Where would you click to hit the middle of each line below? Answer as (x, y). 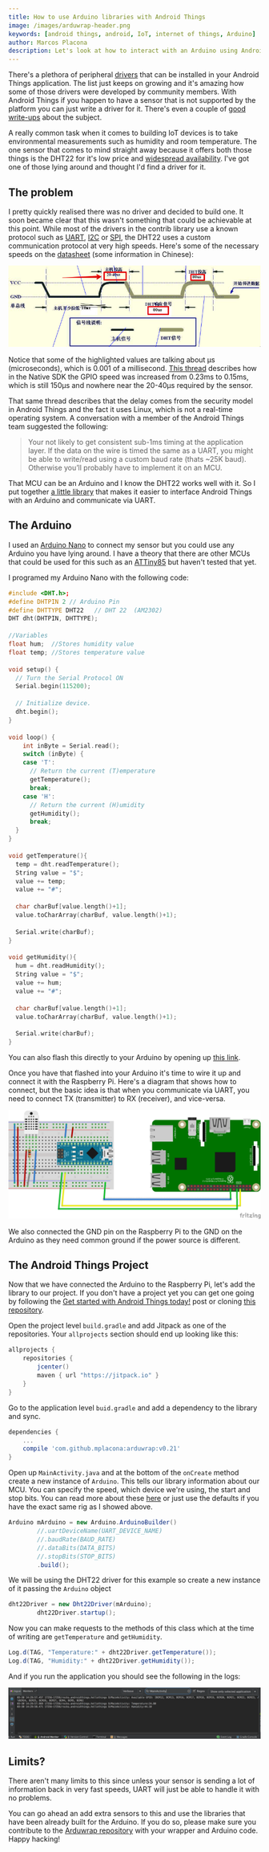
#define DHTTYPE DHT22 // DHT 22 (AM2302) (85, 610)
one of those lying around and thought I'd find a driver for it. (107, 167)
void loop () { (32, 737)
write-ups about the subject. (55, 117)
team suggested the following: (58, 426)
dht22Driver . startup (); (76, 1613)
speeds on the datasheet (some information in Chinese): (101, 254)
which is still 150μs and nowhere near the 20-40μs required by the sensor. (131, 385)
